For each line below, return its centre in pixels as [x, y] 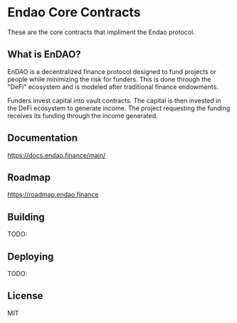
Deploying [31, 256]
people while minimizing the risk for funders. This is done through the [109, 79]
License [25, 296]
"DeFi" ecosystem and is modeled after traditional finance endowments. [113, 87]
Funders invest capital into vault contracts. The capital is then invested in [114, 100]
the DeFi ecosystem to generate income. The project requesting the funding [119, 108]
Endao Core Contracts [74, 12]
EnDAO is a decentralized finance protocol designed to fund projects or [112, 71]
